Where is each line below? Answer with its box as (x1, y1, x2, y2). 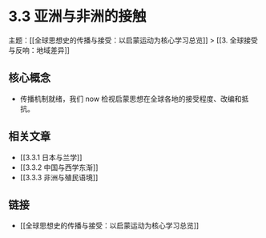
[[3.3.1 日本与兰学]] (19, 152, 83, 162)
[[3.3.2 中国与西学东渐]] (19, 162, 99, 172)
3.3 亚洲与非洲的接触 (8, 7, 147, 26)
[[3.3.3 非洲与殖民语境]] (19, 172, 99, 182)
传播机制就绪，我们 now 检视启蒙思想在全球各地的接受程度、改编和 (19, 94, 242, 103)
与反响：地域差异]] (8, 45, 71, 54)
